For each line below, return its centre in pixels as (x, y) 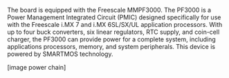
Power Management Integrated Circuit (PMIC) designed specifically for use (114, 17)
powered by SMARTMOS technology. (60, 54)
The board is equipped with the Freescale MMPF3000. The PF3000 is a (109, 10)
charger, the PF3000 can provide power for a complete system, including (111, 39)
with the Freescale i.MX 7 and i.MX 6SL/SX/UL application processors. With (115, 25)
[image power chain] (37, 67)
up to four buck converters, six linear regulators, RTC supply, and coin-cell (113, 32)
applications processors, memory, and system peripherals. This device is (111, 47)
